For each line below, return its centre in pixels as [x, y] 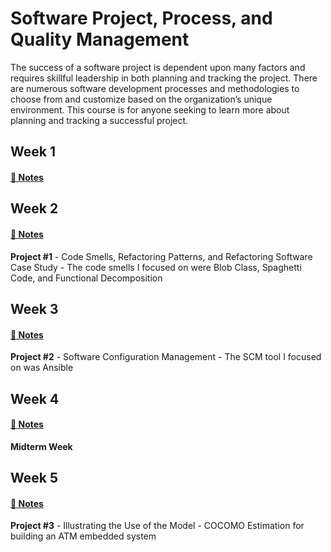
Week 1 [33, 152]
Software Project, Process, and [141, 18]
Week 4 [35, 398]
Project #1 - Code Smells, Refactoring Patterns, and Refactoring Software [161, 256]
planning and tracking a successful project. [99, 120]
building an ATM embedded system [83, 536]
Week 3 [34, 308]
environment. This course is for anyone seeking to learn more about [150, 109]
